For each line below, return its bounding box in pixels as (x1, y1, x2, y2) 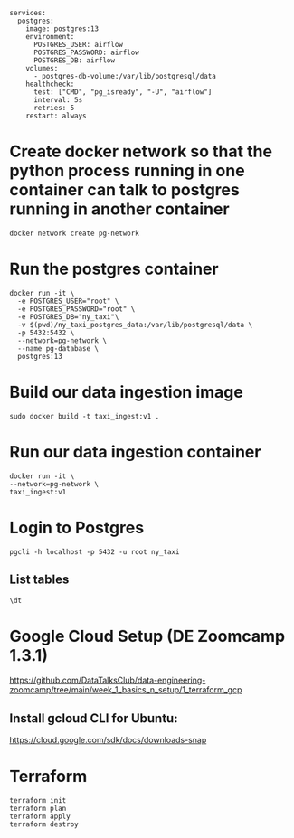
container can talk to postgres (9, 180, 240, 201)
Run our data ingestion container (9, 442, 261, 462)
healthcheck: (25, 80, 75, 89)
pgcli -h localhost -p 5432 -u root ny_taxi (9, 547, 180, 556)
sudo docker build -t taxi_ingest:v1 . (9, 411, 160, 420)
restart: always (25, 111, 88, 120)
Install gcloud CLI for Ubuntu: (9, 711, 178, 726)
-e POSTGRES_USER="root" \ (17, 297, 119, 306)
